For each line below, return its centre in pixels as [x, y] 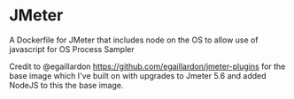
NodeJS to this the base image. [66, 85]
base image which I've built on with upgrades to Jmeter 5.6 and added [138, 75]
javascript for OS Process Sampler [72, 49]
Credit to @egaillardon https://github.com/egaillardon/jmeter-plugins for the [147, 66]
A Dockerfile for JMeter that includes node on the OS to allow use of [134, 40]
